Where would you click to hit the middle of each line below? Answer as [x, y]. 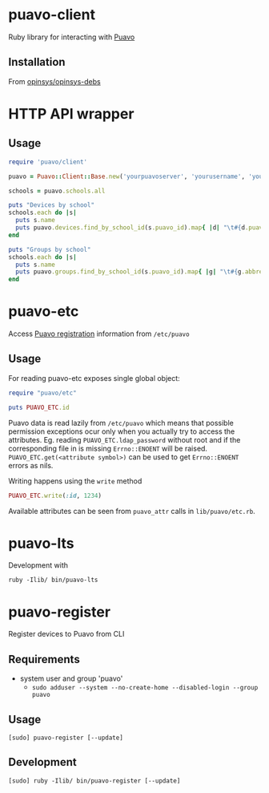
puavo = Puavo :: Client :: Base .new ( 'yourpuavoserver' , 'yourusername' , [127, 176]
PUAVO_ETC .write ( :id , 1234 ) [55, 496]
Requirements [44, 659]
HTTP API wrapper [71, 113]
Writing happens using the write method [75, 481]
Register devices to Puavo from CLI [66, 634]
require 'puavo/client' [48, 162]
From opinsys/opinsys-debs [55, 81]
